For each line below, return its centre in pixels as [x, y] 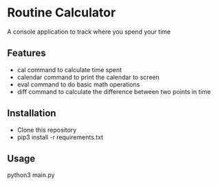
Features [26, 53]
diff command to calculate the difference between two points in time [114, 91]
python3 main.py [31, 175]
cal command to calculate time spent [69, 69]
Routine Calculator [62, 13]
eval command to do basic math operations [78, 84]
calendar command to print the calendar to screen [88, 77]
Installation [32, 114]
